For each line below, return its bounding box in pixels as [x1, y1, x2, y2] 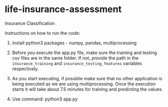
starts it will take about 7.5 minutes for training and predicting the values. [12, 86, 163, 92]
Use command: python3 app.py [12, 96, 78, 102]
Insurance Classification [5, 20, 55, 26]
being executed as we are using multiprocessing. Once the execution [12, 81, 156, 87]
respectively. [12, 66, 39, 72]
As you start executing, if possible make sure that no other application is [12, 75, 162, 81]
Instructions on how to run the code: [5, 30, 80, 36]
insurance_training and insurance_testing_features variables [12, 60, 142, 66]
